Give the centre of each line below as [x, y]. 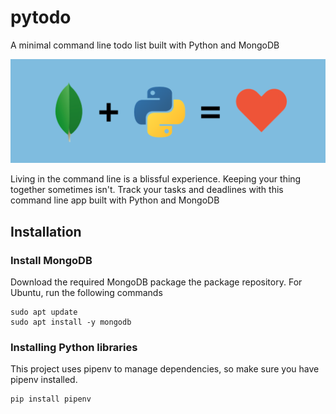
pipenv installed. [44, 380]
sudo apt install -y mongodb [71, 322]
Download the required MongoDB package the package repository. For [156, 282]
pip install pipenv [51, 399]
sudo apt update [44, 312]
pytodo [41, 17]
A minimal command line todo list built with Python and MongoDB [145, 45]
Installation [46, 231]
